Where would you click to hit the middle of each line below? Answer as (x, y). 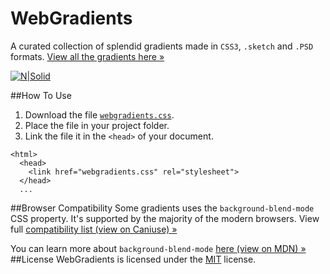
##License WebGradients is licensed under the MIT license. (133, 259)
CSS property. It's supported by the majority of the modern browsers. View (165, 218)
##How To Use (41, 95)
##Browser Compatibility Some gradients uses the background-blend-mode (162, 208)
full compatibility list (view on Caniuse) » (94, 229)
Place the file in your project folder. (97, 125)
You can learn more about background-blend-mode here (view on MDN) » (158, 248)
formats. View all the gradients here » (87, 56)
